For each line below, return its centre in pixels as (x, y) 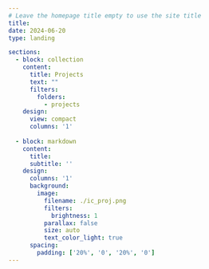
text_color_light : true (83, 238)
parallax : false (71, 223)
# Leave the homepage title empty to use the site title (105, 16)
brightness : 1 (74, 216)
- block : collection (49, 60)
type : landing (32, 38)
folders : (51, 97)
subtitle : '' (51, 164)
